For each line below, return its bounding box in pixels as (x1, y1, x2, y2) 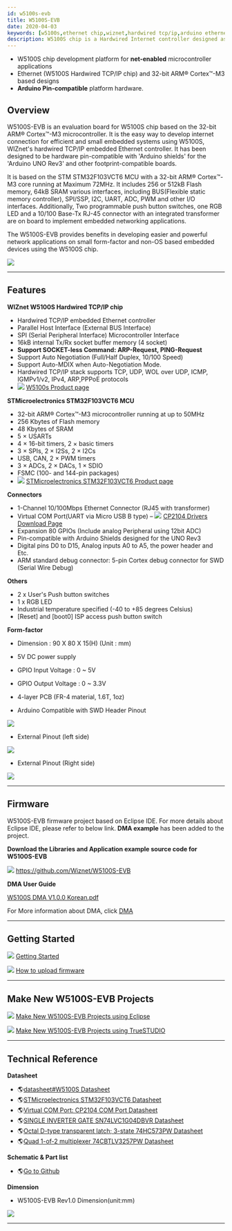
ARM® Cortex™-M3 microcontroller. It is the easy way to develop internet (7, 129, 214, 138)
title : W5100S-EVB (7, 17, 60, 24)
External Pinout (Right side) (17, 759, 95, 767)
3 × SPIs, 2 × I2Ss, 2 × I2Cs (17, 447, 96, 455)
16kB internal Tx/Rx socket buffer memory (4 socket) (17, 338, 168, 346)
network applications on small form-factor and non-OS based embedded (7, 237, 215, 246)
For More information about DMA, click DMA (7, 907, 133, 915)
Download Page (17, 519, 63, 528)
